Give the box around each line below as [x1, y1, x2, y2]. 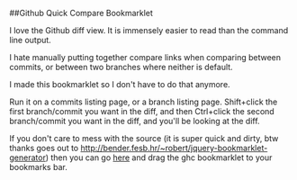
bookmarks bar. [9, 162, 67, 172]
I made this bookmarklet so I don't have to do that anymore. [9, 79, 231, 89]
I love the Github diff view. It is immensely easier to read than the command [9, 25, 289, 35]
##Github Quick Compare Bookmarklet [9, 8, 153, 18]
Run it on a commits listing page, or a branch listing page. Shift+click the [9, 96, 278, 107]
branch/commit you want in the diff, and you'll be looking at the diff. [9, 116, 260, 126]
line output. [9, 35, 51, 45]
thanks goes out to [9, 143, 79, 153]
